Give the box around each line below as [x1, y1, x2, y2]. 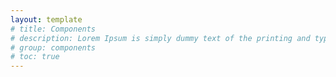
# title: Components [10, 24, 97, 34]
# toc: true [10, 52, 60, 62]
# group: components [10, 42, 97, 53]
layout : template [10, 14, 83, 25]
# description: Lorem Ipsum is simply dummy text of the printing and [10, 33, 311, 43]
